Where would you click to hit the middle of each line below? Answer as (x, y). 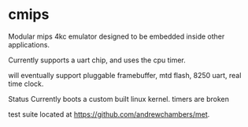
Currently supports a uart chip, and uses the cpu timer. (97, 60)
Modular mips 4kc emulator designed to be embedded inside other (117, 36)
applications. (29, 44)
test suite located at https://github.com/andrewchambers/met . (109, 114)
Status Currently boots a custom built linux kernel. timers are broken (119, 99)
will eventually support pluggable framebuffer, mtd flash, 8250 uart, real (125, 75)
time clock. (26, 84)
